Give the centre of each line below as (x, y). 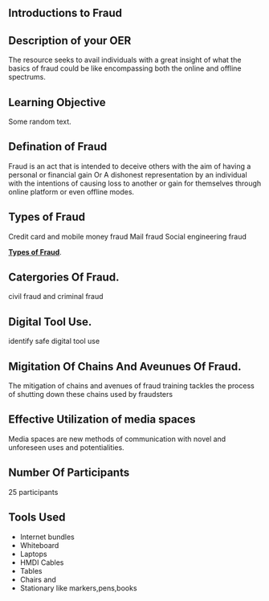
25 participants (33, 492)
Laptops (33, 554)
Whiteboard (39, 545)
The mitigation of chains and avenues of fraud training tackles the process (131, 386)
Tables (31, 570)
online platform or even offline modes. (71, 191)
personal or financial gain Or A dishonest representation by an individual (128, 174)
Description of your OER (70, 41)
